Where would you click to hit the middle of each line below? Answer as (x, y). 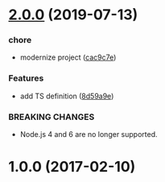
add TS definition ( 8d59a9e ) (67, 96)
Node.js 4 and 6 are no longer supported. (89, 134)
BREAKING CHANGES (52, 117)
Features (26, 78)
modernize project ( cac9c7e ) (68, 57)
